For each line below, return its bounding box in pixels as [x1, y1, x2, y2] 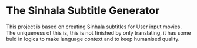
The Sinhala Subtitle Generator [6, 4, 160, 17]
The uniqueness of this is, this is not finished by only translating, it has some [6, 29, 191, 36]
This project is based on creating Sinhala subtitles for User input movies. [6, 23, 182, 30]
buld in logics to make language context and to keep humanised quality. [6, 35, 180, 42]
